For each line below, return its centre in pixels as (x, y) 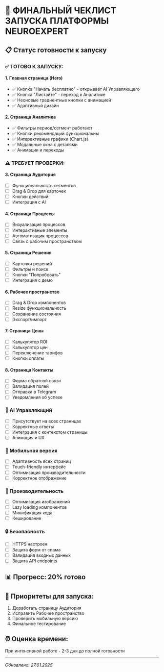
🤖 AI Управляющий (29, 410)
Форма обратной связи (36, 381)
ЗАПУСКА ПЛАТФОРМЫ (57, 21)
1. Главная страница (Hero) (34, 78)
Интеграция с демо (32, 280)
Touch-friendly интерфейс (39, 467)
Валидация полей (31, 386)
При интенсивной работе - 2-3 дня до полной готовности (65, 651)
